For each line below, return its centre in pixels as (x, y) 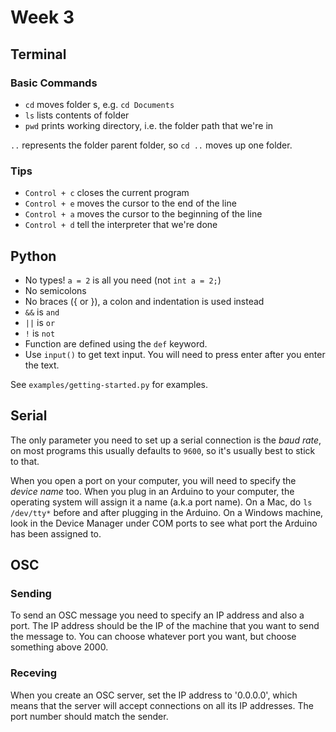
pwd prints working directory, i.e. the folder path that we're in (149, 125)
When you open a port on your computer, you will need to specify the (153, 480)
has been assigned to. (56, 533)
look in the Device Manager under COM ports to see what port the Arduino (164, 523)
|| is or (40, 322)
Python (33, 256)
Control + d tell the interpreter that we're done (121, 225)
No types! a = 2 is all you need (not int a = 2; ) (123, 280)
